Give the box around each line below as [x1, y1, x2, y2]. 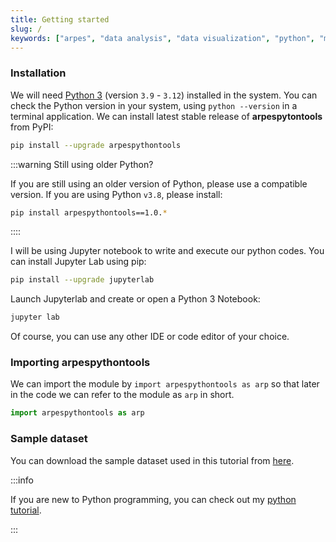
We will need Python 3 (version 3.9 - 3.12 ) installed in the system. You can [10, 89, 318, 101]
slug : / [10, 24, 43, 34]
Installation [10, 66, 67, 80]
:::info [10, 474, 34, 486]
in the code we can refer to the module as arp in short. [10, 389, 235, 401]
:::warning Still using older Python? [10, 158, 154, 170]
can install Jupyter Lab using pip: [10, 256, 147, 268]
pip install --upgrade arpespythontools [10, 140, 182, 150]
